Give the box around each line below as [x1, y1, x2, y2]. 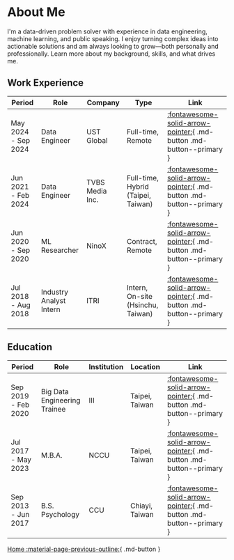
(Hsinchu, [126, 300, 159, 310]
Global [86, 135, 108, 145]
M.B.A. [40, 450, 63, 460]
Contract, [126, 236, 158, 246]
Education [7, 341, 53, 353]
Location [130, 361, 160, 371]
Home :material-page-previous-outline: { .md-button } [7, 545, 161, 553]
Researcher [40, 245, 79, 255]
